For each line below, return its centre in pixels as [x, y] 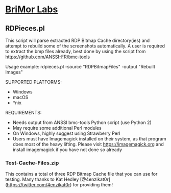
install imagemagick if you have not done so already [67, 150]
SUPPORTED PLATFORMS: [34, 82]
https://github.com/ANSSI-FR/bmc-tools [48, 57]
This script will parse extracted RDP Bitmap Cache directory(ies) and [78, 40]
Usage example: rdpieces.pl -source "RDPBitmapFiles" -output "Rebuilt [80, 67]
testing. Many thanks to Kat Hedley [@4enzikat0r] [58, 179]
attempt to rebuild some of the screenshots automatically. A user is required [85, 46]
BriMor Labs [32, 9]
